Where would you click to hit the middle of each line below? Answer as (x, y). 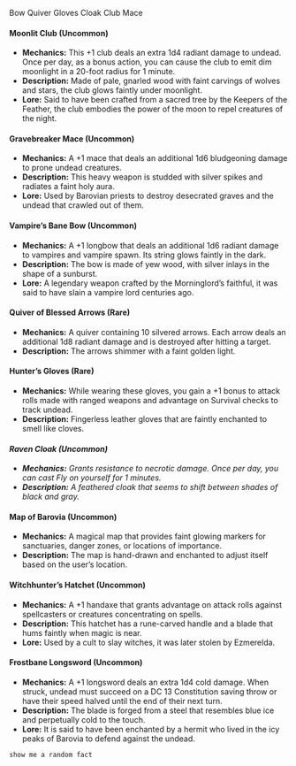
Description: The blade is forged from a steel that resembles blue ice (148, 710)
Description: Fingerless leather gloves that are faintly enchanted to (144, 419)
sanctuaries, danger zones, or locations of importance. (122, 546)
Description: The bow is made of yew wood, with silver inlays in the (145, 264)
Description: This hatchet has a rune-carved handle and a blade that (148, 624)
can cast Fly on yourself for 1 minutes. (91, 478)
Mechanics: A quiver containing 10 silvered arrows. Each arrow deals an (154, 332)
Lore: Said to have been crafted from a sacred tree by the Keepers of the (155, 100)
